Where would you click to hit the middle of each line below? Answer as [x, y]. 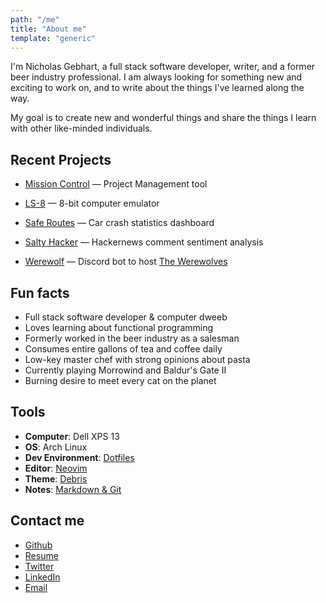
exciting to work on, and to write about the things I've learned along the [157, 88]
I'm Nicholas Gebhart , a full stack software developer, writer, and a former [163, 67]
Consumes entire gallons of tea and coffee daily [123, 349]
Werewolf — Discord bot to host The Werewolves [126, 262]
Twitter [39, 566]
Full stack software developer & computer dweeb [126, 317]
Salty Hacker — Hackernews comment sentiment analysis [144, 242]
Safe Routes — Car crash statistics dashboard [119, 223]
